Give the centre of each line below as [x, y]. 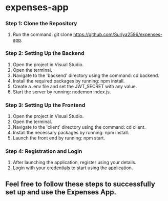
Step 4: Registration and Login [44, 151]
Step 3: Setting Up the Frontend [45, 105]
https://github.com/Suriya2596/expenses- [118, 34]
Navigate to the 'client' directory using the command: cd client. [79, 127]
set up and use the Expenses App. [61, 192]
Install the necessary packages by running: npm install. [71, 133]
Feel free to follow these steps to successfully [80, 184]
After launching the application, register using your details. [75, 163]
